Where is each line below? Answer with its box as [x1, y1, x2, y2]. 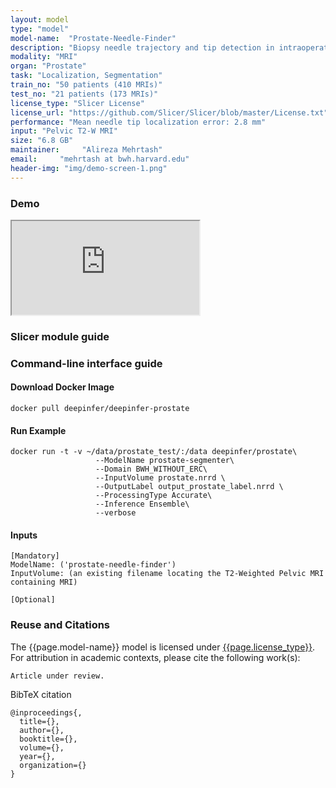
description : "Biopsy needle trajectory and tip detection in [10, 42, 275, 53]
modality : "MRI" [10, 52, 78, 62]
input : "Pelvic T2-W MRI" [10, 126, 118, 136]
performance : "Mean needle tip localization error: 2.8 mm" [10, 117, 267, 127]
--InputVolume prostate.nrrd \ [95, 473, 226, 483]
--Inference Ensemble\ [95, 499, 190, 510]
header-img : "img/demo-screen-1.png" [10, 163, 168, 173]
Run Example [10, 424, 67, 436]
